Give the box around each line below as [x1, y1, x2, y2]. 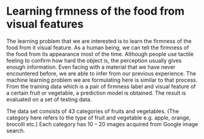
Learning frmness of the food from [6, 4, 185, 18]
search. [6, 127, 26, 134]
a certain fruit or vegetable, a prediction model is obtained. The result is [6, 89, 186, 96]
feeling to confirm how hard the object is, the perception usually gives [6, 57, 182, 64]
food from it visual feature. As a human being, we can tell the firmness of [6, 44, 189, 51]
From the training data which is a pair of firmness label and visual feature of [6, 82, 196, 90]
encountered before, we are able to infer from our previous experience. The [6, 69, 197, 77]
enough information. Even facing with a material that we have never [6, 63, 175, 71]
